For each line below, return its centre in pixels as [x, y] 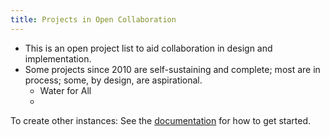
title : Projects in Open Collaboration [93, 19]
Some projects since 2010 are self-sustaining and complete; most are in [172, 69]
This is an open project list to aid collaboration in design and [148, 48]
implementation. [58, 58]
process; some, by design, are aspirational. [113, 80]
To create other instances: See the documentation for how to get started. [161, 120]
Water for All [65, 90]
